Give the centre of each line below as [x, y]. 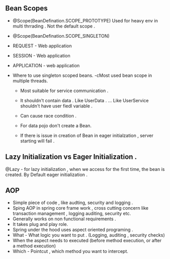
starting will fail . [37, 141]
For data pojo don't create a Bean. [56, 125]
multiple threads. [30, 80]
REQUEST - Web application [42, 46]
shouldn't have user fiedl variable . [56, 106]
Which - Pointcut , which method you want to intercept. [70, 251]
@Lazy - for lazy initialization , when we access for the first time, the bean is [85, 169]
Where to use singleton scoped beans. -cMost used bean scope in [82, 75]
